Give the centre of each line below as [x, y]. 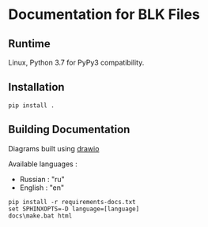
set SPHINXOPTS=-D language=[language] [74, 209]
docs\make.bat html [40, 216]
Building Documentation [69, 130]
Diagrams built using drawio [54, 148]
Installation [36, 87]
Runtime [29, 44]
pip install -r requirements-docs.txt [72, 202]
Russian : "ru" [42, 179]
